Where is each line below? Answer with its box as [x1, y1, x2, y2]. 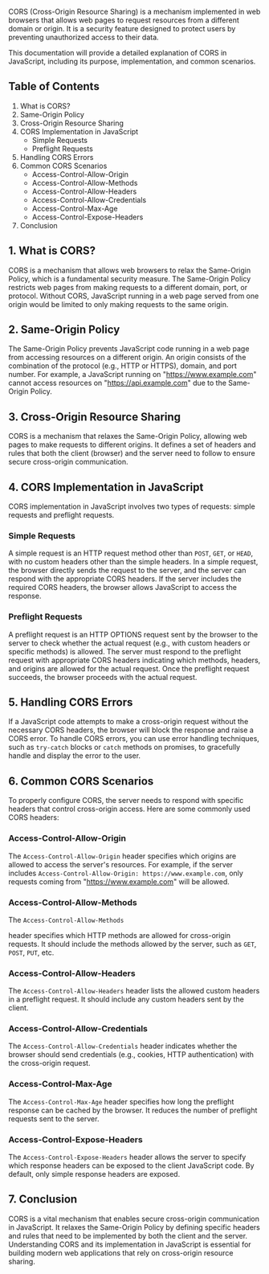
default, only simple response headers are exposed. [8, 1170, 181, 1179]
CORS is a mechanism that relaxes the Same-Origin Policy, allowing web [8, 432, 247, 441]
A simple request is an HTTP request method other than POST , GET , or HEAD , [8, 548, 254, 558]
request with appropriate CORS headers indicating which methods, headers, [8, 655, 261, 665]
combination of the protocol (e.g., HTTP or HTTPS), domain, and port [8, 361, 237, 371]
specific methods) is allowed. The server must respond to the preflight [8, 646, 242, 656]
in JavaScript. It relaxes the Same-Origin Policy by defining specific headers [8, 1222, 261, 1232]
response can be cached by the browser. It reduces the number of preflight [8, 1105, 258, 1115]
